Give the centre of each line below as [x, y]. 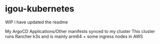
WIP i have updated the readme [36, 22]
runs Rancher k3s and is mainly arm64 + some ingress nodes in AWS [74, 36]
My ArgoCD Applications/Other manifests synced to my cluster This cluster [80, 31]
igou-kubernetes [40, 9]
